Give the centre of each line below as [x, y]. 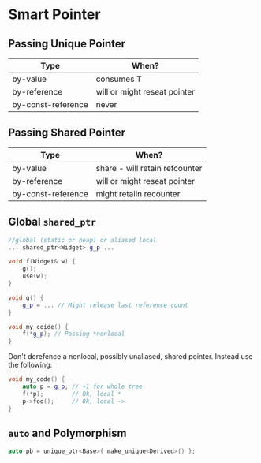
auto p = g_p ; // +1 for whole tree [83, 386]
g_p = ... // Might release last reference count [106, 305]
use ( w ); [35, 276]
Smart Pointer [54, 15]
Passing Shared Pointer [67, 133]
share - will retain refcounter [149, 168]
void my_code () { [37, 379]
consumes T [119, 79]
